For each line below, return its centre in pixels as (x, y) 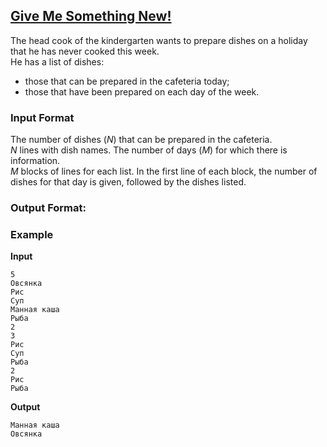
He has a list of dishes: (57, 61)
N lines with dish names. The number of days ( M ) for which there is (149, 150)
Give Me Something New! (91, 16)
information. (35, 161)
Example (32, 234)
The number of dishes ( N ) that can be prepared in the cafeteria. (141, 140)
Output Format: (48, 208)
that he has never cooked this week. (85, 51)
